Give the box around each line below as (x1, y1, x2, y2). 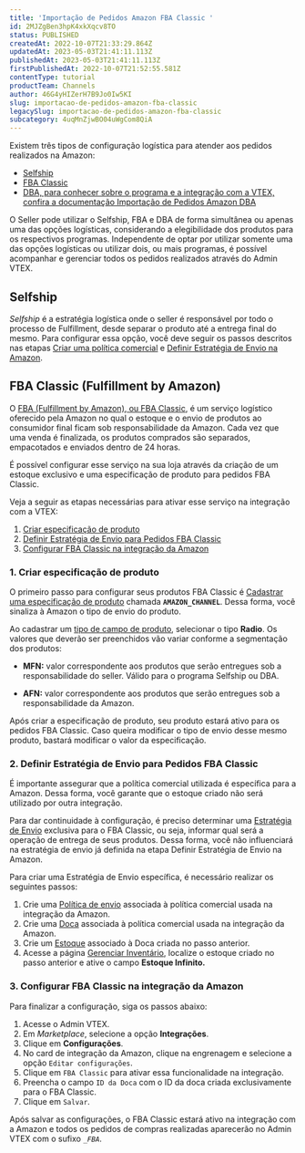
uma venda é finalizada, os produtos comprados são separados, (9, 431, 250, 442)
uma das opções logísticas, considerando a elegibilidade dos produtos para (9, 224, 294, 235)
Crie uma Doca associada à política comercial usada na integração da (22, 919, 285, 930)
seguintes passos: (9, 881, 78, 892)
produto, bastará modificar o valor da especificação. (9, 735, 207, 746)
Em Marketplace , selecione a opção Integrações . (22, 1028, 209, 1039)
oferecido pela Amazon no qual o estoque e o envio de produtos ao (9, 412, 262, 423)
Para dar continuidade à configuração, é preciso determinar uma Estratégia (9, 815, 292, 826)
